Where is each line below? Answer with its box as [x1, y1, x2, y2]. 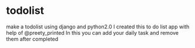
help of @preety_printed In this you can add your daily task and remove [6, 29, 179, 36]
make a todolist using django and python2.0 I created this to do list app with [6, 23, 190, 30]
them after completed [6, 35, 59, 42]
